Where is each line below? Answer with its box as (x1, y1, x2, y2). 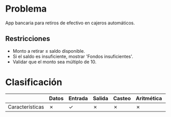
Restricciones (5, 34, 50, 43)
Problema (5, 3, 47, 15)
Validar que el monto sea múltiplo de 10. (12, 59, 97, 65)
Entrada (68, 95, 88, 102)
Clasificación (5, 76, 63, 88)
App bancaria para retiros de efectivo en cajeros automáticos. (5, 20, 135, 26)
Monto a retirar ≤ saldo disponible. (12, 48, 85, 54)
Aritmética (135, 95, 162, 102)
